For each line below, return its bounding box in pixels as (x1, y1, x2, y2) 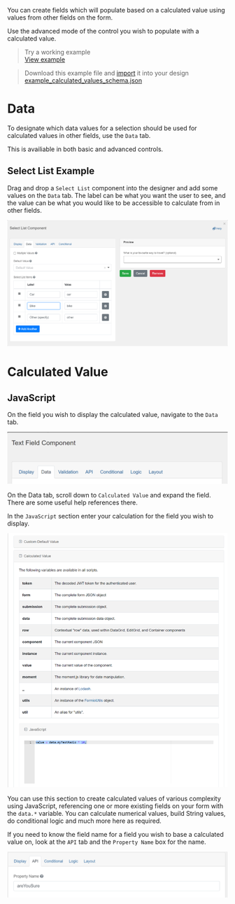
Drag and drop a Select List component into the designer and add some (7, 183, 218, 192)
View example (24, 55, 65, 64)
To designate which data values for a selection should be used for (7, 124, 197, 132)
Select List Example (7, 165, 95, 177)
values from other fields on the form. (7, 13, 113, 22)
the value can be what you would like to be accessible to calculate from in (7, 199, 220, 207)
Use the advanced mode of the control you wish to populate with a (7, 27, 199, 35)
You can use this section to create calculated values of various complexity (7, 794, 222, 803)
